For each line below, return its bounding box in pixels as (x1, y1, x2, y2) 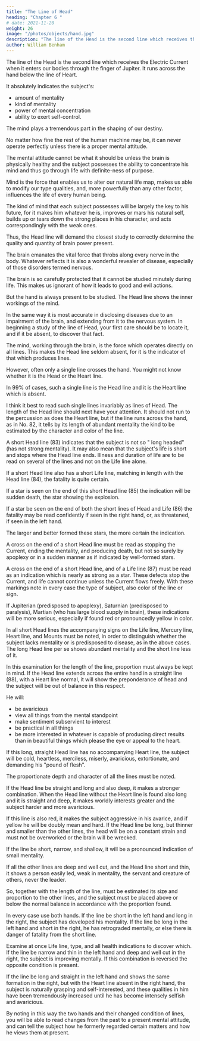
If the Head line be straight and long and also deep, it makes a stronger (6, 784, 180, 791)
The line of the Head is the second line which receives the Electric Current (6, 58, 189, 66)
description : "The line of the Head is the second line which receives (6, 36, 187, 42)
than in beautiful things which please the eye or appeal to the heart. (14, 737, 181, 744)
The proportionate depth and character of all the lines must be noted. (6, 773, 176, 780)
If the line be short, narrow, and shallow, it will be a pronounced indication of (6, 845, 193, 852)
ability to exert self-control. (14, 113, 82, 120)
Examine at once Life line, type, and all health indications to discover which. (6, 942, 192, 949)
